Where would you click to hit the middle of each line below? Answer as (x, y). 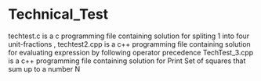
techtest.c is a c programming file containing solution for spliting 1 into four (129, 36)
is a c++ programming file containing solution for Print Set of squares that (127, 61)
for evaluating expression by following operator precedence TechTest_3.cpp (131, 52)
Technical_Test (58, 14)
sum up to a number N (44, 69)
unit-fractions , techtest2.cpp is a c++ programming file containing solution (129, 44)
